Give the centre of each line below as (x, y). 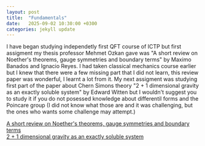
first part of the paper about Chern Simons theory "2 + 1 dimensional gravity (103, 86)
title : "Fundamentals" (37, 18)
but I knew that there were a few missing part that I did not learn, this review (102, 73)
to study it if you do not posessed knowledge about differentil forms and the (102, 99)
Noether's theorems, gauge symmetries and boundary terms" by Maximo (99, 60)
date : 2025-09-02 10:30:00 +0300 (52, 23)
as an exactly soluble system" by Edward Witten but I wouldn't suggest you (102, 92)
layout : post (23, 12)
